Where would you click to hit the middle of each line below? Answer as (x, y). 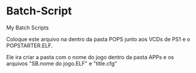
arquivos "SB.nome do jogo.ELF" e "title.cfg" (62, 63)
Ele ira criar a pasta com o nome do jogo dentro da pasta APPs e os (90, 57)
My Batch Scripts (28, 28)
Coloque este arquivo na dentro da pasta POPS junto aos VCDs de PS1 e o (98, 39)
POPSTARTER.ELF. (30, 45)
